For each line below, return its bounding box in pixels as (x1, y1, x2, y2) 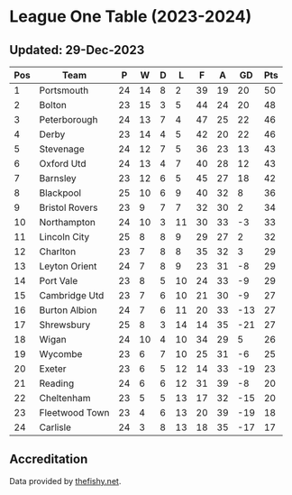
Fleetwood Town (39, 407, 110, 418)
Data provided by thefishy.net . (9, 475, 122, 486)
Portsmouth (39, 84, 89, 96)
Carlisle (39, 421, 72, 434)
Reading (39, 377, 75, 390)
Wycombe (39, 348, 83, 360)
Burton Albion (39, 304, 97, 316)
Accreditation (9, 452, 88, 467)
